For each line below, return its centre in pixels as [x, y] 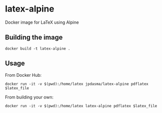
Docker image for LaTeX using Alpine [42, 22]
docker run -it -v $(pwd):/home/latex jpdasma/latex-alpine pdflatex [77, 84]
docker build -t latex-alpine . [38, 49]
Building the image [34, 37]
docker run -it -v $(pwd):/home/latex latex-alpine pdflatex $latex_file [81, 106]
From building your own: [29, 97]
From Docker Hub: [24, 75]
